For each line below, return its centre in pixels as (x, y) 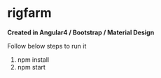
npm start (31, 67)
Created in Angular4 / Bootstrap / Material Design (81, 32)
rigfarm (29, 13)
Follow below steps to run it (47, 46)
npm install (33, 59)
